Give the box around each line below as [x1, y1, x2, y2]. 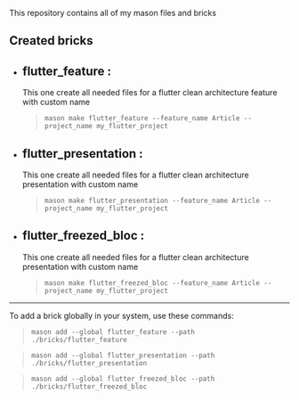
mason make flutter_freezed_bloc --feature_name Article [44, 278, 261, 288]
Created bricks [9, 33, 93, 48]
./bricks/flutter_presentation [30, 358, 148, 368]
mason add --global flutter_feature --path [30, 327, 196, 337]
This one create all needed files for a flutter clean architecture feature [21, 87, 278, 98]
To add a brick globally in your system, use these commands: [9, 310, 234, 321]
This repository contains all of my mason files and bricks [9, 8, 216, 18]
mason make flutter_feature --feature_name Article [44, 114, 240, 123]
